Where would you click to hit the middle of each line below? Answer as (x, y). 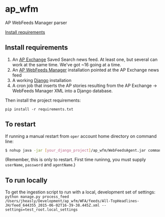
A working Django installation (42, 80)
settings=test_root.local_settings (41, 210)
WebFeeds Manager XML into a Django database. (62, 91)
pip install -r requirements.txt (39, 109)
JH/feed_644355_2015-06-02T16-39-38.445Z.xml (52, 205)
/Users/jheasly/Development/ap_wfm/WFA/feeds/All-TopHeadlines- (72, 201)
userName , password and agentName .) (40, 165)
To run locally (26, 180)
